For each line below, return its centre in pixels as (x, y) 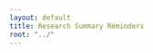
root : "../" (32, 34)
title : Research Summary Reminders (77, 26)
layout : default (40, 18)
